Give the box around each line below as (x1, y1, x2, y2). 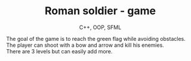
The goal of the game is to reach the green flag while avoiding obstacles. (6, 35, 186, 42)
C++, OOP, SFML (79, 24, 122, 31)
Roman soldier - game (44, 4, 156, 18)
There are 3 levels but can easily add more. (6, 47, 113, 54)
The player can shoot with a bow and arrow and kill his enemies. (6, 41, 164, 49)
